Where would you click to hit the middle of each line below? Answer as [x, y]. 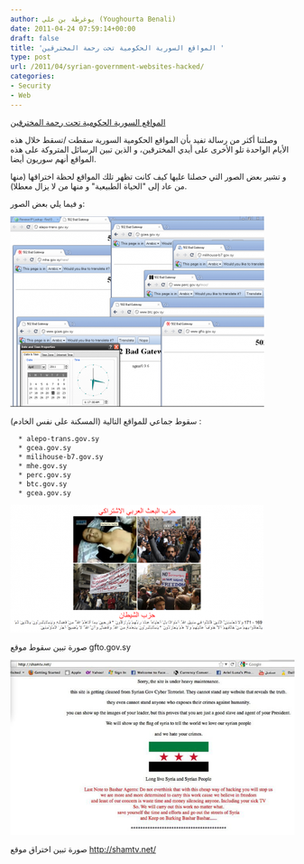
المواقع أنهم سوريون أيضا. [54, 159]
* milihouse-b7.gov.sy [61, 456]
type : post [31, 57]
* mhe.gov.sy [43, 465]
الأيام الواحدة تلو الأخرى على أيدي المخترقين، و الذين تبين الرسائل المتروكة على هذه [150, 149]
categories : [32, 77]
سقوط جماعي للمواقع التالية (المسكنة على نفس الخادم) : [106, 421]
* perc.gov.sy [45, 474]
